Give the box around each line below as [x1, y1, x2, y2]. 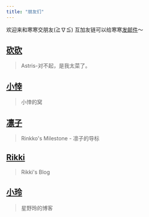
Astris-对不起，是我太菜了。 [20, 62, 91, 70]
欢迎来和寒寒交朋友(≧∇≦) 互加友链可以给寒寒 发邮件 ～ [6, 26, 144, 33]
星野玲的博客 [20, 204, 53, 212]
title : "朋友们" [6, 8, 44, 15]
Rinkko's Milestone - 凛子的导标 [20, 135, 100, 142]
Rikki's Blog [20, 168, 50, 176]
